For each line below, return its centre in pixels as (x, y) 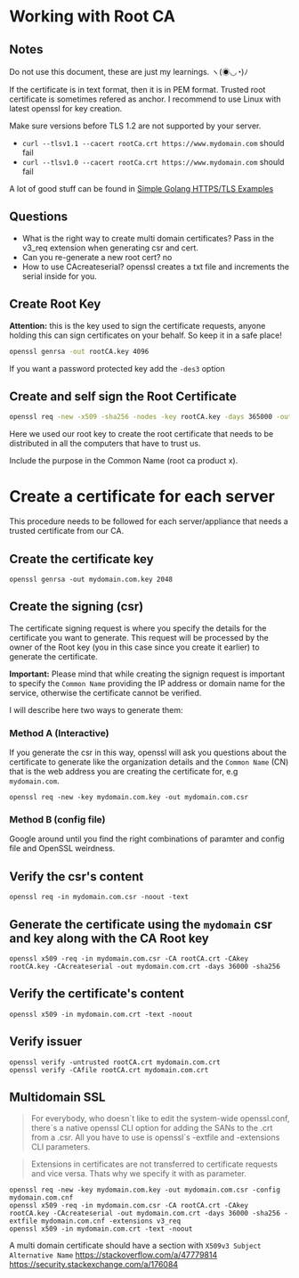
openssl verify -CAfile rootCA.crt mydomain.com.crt (109, 1070)
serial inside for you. (60, 276)
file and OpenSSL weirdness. (62, 848)
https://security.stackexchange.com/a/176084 (94, 1265)
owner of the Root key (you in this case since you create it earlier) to (134, 647)
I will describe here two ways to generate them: (97, 709)
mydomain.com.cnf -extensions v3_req (111, 1221)
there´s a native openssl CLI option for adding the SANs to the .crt (152, 1128)
